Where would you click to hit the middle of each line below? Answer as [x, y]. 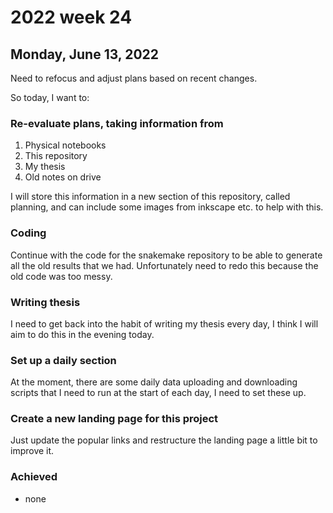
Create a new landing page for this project [114, 419]
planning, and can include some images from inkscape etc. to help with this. [167, 207]
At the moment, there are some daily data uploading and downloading [154, 382]
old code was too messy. [61, 276]
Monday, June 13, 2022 [85, 54]
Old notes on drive [63, 177]
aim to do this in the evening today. [82, 334]
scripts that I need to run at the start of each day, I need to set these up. [158, 393]
